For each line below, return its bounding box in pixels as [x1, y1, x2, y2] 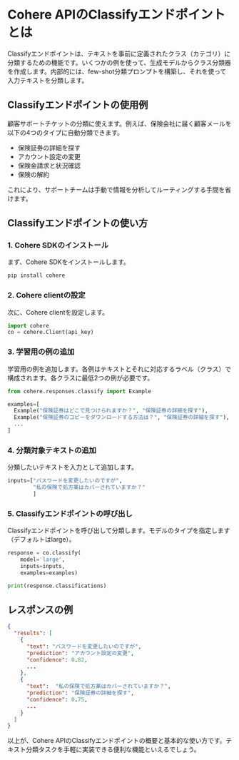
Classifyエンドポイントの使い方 [7, 217, 148, 229]
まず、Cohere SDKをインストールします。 [7, 258, 131, 266]
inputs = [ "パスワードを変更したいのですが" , [7, 477, 123, 485]
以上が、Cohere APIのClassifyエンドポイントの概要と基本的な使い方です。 [7, 736, 226, 745]
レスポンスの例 [7, 604, 73, 616]
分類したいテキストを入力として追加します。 [7, 463, 138, 472]
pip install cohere [7, 272, 66, 279]
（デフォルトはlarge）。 [7, 535, 76, 544]
